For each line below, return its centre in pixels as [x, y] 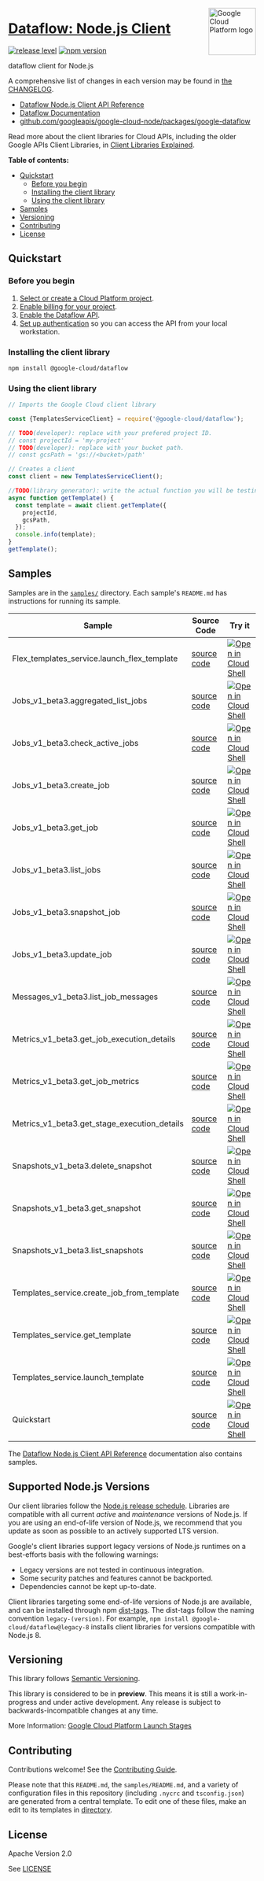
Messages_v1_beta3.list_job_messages [85, 997]
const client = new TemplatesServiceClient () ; [86, 477]
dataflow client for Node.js [51, 65]
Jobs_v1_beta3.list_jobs [57, 869]
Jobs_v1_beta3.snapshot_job [66, 912]
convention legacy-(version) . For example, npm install [99, 1618]
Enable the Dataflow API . [60, 315]
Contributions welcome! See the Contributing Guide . [93, 1769]
